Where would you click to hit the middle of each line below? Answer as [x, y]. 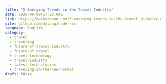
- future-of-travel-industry [40, 46]
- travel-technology [31, 56]
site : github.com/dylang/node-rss [41, 23]
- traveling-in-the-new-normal [42, 70]
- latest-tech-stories [33, 65]
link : [11, 19]
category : [15, 33]
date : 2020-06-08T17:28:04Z [34, 14]
